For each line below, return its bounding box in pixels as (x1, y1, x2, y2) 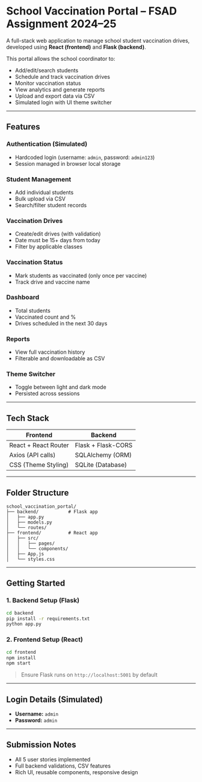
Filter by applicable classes (14, 243, 83, 251)
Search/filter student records (14, 201, 87, 208)
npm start (6, 660, 31, 666)
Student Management (6, 175, 72, 183)
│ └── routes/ (6, 525, 47, 531)
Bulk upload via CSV (14, 195, 66, 202)
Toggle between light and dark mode (14, 384, 106, 391)
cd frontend (6, 649, 36, 655)
